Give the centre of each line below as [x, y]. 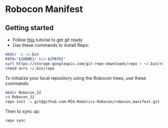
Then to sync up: [22, 111]
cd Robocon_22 [20, 97]
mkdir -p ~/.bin [22, 54]
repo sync [15, 121]
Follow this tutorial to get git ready [47, 40]
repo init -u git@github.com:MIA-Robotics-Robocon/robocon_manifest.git [82, 102]
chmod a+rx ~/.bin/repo [30, 68]
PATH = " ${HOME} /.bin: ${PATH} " [35, 59]
